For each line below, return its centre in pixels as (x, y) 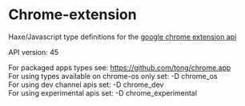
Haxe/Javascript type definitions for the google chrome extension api (122, 37)
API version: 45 (34, 52)
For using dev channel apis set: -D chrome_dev (86, 84)
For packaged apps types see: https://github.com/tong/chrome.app (120, 67)
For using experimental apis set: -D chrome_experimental (103, 92)
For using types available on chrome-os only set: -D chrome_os (113, 76)
